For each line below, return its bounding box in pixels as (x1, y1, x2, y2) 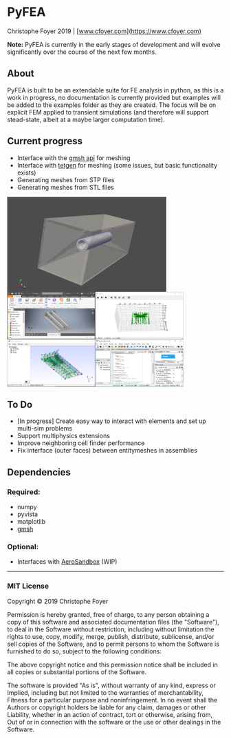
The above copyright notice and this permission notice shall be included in (7, 660, 218, 669)
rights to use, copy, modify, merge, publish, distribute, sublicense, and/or (7, 632, 214, 640)
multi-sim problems (16, 424, 73, 433)
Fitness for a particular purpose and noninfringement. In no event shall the (7, 696, 218, 704)
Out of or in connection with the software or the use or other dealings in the (7, 718, 221, 726)
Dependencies (7, 466, 71, 478)
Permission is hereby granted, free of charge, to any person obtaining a (7, 610, 210, 618)
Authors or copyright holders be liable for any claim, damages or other (7, 703, 206, 711)
